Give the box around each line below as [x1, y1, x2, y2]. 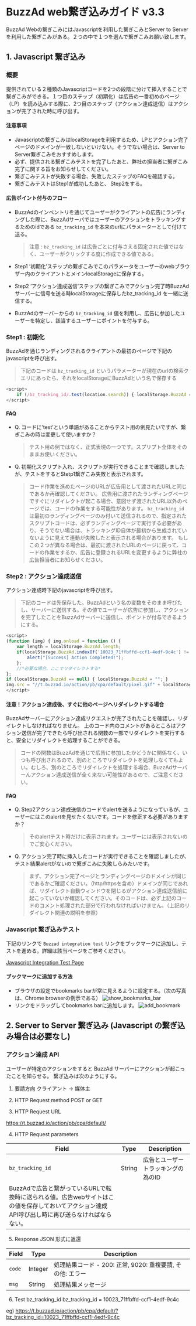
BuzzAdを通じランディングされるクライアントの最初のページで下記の [6, 347, 173, 354]
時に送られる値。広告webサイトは [15, 1193, 108, 1201]
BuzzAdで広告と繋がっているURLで [9, 1184, 106, 1192]
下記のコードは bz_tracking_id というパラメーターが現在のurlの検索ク [20, 367, 189, 374]
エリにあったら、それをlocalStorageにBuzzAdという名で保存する [20, 374, 177, 381]
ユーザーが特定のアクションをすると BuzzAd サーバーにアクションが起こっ [6, 1065, 185, 1072]
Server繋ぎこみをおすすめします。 [14, 151, 97, 158]
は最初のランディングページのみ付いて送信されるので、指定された [29, 512, 187, 519]
